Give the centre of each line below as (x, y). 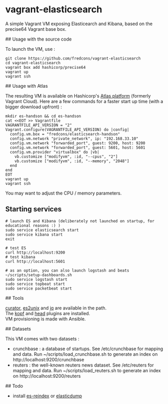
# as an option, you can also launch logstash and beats (67, 271)
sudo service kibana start (34, 235)
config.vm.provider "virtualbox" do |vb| (55, 152)
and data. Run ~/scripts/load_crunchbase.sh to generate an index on (85, 354)
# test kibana (20, 257)
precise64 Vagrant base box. (36, 29)
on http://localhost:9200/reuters (47, 376)
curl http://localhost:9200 (35, 253)
